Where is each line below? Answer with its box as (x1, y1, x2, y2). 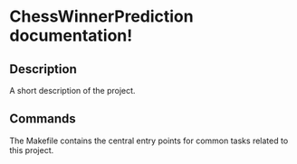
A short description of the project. (9, 86, 136, 96)
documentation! (9, 25, 133, 46)
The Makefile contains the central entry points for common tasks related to (9, 135, 289, 146)
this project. (9, 144, 54, 155)
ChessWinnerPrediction (9, 6, 194, 27)
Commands (9, 111, 77, 127)
